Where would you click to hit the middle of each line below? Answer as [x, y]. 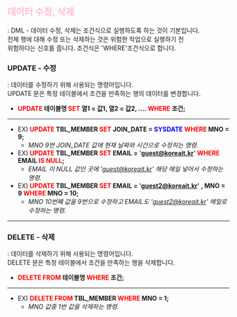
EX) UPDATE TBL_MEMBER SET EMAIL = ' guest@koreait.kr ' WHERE [119, 153]
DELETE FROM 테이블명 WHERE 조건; [71, 277]
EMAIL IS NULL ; [41, 161]
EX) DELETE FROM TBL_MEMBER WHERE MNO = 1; [93, 299]
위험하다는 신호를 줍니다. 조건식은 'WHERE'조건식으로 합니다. [92, 48]
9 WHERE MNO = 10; [48, 193]
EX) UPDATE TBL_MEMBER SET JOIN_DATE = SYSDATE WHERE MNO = [123, 129]
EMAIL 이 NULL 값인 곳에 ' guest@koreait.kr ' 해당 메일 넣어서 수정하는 [126, 169]
